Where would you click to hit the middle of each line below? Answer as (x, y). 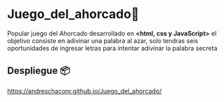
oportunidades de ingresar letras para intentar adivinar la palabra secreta (112, 48)
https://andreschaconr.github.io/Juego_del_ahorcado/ (84, 91)
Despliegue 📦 (39, 71)
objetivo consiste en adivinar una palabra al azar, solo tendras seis (103, 40)
